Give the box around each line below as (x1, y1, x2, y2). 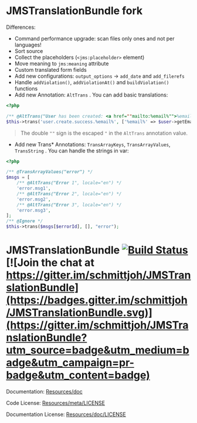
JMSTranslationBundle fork (6, 4, 143, 18)
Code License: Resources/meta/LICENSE (6, 399, 106, 407)
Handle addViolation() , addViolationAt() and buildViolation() (14, 78, 169, 86)
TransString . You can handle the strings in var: (14, 147, 129, 154)
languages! (14, 41, 42, 48)
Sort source (14, 47, 43, 54)
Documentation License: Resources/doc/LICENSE (6, 411, 126, 418)
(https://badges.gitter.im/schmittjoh (6, 294, 188, 307)
